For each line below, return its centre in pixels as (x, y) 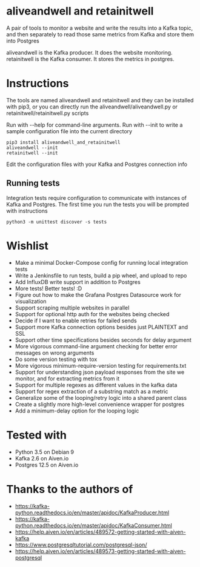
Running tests (33, 183)
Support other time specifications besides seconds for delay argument (103, 340)
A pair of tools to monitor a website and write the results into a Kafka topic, (100, 28)
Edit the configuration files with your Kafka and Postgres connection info (97, 164)
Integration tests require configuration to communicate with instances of (96, 197)
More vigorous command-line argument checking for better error (96, 346)
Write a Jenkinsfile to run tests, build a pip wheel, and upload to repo (101, 275)
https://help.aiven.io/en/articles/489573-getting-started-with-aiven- (100, 551)
